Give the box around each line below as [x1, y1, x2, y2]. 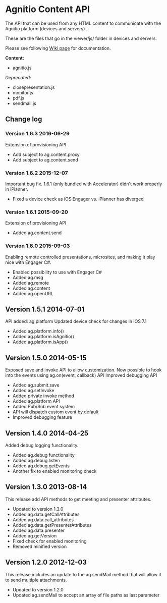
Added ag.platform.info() [12, 328, 64, 334]
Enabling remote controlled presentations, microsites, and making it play [5, 254, 155, 260]
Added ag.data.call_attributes [12, 516, 74, 523]
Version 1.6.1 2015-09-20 [5, 208, 68, 215]
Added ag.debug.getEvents [12, 463, 70, 469]
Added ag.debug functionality [12, 452, 75, 458]
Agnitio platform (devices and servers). [5, 25, 87, 31]
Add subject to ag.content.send [12, 156, 78, 162]
